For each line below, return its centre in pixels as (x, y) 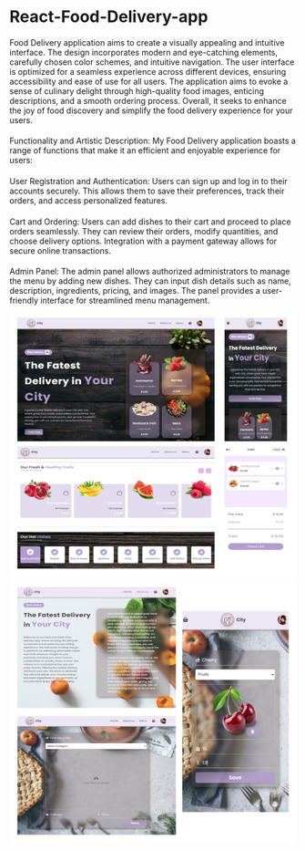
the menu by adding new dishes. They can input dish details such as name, (150, 281)
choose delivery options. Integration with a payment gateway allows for (143, 241)
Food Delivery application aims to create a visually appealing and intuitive (147, 42)
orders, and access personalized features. (89, 200)
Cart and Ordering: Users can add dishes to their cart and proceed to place (150, 222)
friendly (24, 301)
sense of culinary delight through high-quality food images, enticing (137, 91)
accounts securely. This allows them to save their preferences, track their (147, 191)
